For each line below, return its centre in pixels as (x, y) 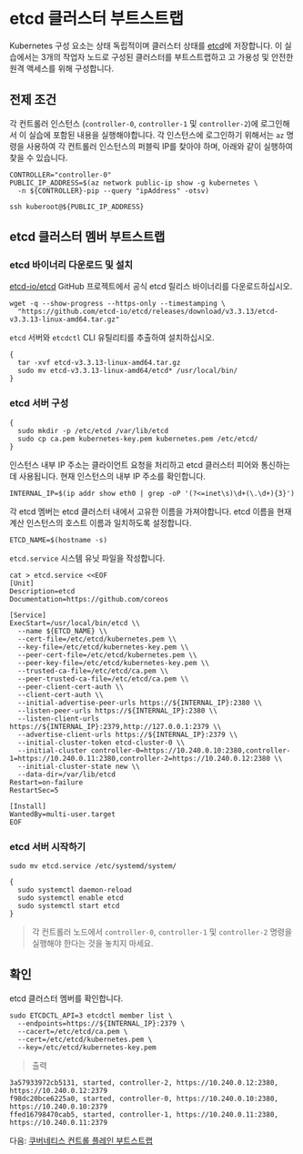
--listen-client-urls (59, 719)
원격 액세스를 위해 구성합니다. (62, 68)
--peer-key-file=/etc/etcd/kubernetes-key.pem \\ (113, 663)
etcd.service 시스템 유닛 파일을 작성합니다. (87, 558)
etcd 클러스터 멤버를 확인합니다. (66, 998)
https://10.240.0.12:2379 (58, 1090)
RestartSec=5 (34, 790)
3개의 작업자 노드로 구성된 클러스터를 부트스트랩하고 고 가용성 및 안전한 (167, 56)
